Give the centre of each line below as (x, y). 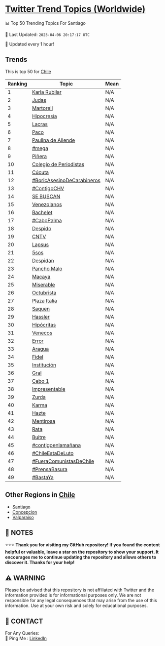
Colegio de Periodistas (58, 164)
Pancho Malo (47, 269)
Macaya (41, 277)
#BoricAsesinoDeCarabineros (66, 180)
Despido (42, 228)
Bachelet (42, 212)
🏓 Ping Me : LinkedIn (26, 638)
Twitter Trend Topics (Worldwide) (75, 9)
